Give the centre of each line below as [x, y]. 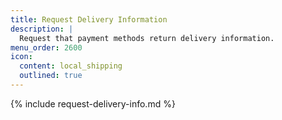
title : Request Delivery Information [89, 19]
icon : [21, 57]
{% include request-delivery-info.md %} [93, 103]
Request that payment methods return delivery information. [147, 38]
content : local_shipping [71, 66]
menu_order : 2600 [46, 47]
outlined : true [51, 76]
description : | [42, 29]
